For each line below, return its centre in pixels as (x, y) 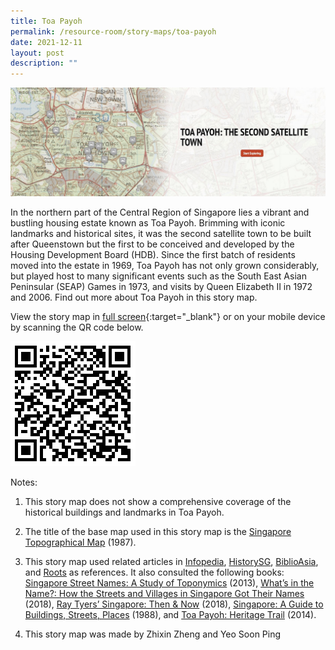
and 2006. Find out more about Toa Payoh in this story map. (134, 297)
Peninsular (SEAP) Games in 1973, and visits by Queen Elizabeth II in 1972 (161, 286)
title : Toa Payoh (46, 21)
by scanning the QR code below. (77, 327)
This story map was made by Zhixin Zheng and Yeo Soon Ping (153, 634)
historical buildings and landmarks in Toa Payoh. (124, 512)
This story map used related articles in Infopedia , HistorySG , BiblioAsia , (171, 561)
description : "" (44, 63)
